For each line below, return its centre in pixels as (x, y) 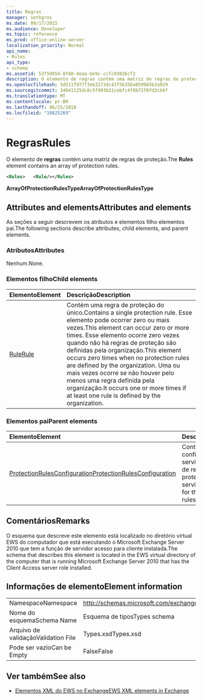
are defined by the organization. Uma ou (123, 365)
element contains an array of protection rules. (63, 166)
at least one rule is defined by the (114, 395)
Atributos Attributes (35, 250)
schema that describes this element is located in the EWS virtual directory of (101, 555)
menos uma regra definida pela (111, 380)
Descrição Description (99, 294)
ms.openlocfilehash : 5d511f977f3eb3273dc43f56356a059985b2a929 (87, 85)
